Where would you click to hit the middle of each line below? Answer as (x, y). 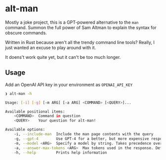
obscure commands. (26, 33)
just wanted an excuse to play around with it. (51, 47)
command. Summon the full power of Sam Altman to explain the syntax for (81, 27)
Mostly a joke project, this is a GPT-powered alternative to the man (72, 22)
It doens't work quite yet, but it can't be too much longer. (63, 57)
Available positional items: (35, 112)
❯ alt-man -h (19, 94)
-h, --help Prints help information (61, 153)
